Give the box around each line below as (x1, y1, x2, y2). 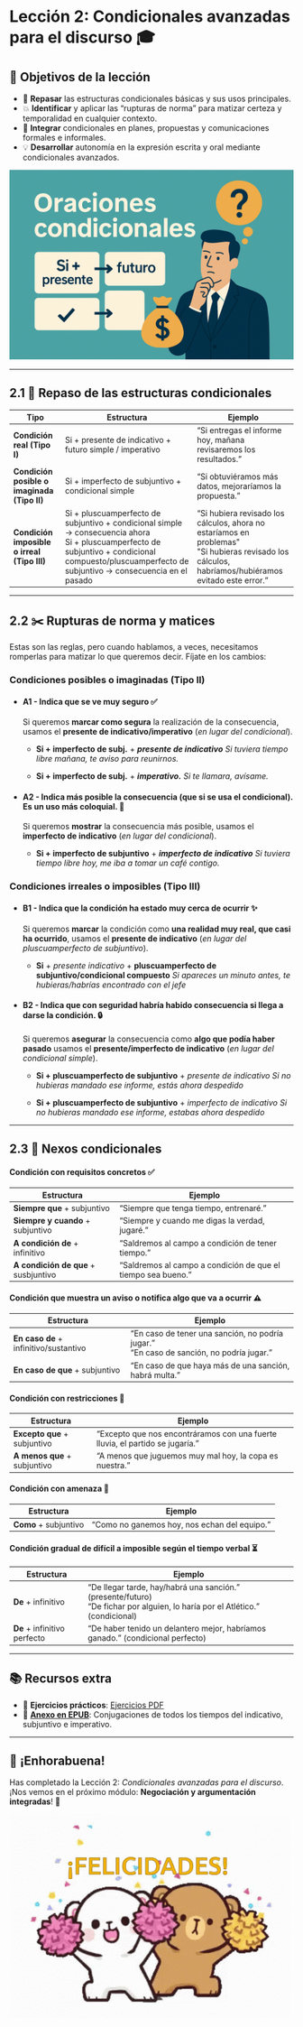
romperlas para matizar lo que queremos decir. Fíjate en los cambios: (9, 652, 267, 662)
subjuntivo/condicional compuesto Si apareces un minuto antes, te (35, 969, 291, 980)
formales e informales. (22, 133, 106, 143)
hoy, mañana (197, 435, 245, 446)
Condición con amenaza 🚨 (9, 1483, 110, 1495)
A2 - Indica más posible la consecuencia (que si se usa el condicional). (22, 791, 293, 802)
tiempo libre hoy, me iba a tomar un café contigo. (35, 857, 220, 868)
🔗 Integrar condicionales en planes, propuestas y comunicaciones (22, 123, 270, 133)
